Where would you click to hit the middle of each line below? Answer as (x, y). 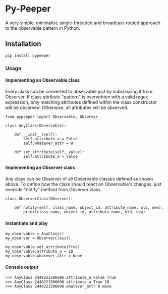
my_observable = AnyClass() (35, 234)
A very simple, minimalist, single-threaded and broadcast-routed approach (83, 23)
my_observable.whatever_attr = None (44, 256)
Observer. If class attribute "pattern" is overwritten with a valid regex (77, 97)
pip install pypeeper (28, 55)
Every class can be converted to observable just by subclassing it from (79, 91)
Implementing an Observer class (40, 167)
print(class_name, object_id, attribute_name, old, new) (84, 212)
